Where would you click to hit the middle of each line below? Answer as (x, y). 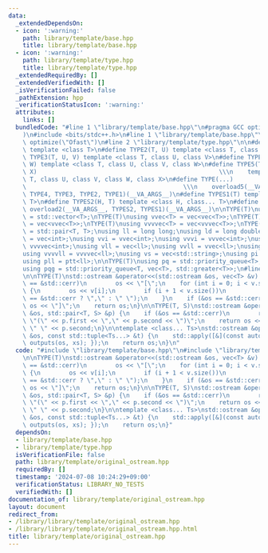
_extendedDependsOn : (49, 23)
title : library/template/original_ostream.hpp (87, 537)
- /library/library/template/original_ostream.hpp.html (103, 529)
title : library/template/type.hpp (80, 68)
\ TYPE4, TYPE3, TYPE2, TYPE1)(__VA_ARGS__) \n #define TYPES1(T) (132, 194)
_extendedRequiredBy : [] (57, 75)
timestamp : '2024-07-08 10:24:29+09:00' (83, 477)
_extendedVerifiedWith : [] (60, 82)
